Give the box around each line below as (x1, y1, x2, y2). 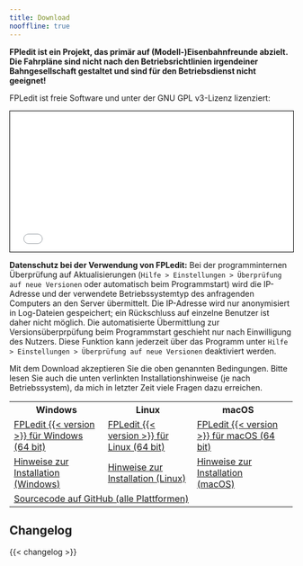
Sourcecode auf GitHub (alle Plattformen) (13, 492, 189, 505)
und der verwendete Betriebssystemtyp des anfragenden (41, 288, 254, 299)
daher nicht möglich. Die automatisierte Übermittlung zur (9, 317, 220, 328)
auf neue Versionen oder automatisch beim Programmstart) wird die (9, 278, 263, 289)
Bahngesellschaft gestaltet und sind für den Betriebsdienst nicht (9, 65, 256, 76)
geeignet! (9, 75, 47, 85)
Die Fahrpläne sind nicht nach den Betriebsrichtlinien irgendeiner (9, 56, 259, 67)
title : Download (9, 13, 70, 22)
